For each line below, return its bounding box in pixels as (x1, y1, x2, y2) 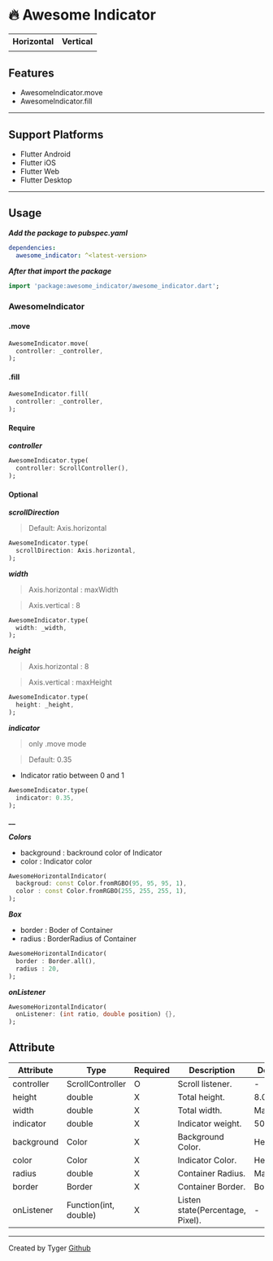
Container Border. (177, 1181, 246, 1193)
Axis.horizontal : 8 (28, 662, 89, 672)
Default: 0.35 (28, 755, 72, 764)
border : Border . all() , (15, 957, 96, 965)
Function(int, (66, 1199, 115, 1211)
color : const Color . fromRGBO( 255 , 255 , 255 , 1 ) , (15, 887, 187, 895)
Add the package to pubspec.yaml (8, 228, 128, 238)
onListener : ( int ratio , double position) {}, (15, 1010, 176, 1018)
